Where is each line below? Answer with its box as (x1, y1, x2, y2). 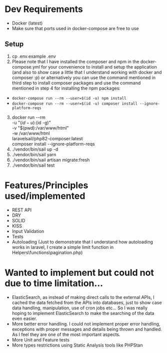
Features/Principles (4, 179, 88, 191)
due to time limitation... (4, 277, 103, 289)
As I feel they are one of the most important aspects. (11, 331, 120, 337)
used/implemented (4, 190, 85, 201)
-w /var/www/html (11, 130, 50, 136)
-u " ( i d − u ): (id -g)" (11, 119, 51, 126)
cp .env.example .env (11, 53, 56, 59)
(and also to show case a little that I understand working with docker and (11, 69, 162, 75)
